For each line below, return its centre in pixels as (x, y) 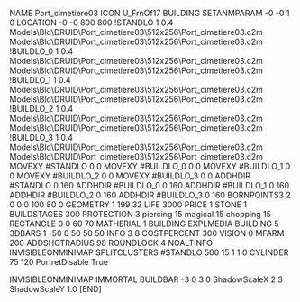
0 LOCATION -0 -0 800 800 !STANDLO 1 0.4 (91, 23)
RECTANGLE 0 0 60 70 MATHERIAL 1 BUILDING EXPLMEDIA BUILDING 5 (144, 224)
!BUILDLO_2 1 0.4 (41, 109)
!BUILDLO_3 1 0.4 (41, 137)
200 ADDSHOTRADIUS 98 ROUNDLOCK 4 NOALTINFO (111, 243)
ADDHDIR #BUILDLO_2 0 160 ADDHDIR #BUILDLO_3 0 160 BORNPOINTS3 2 (150, 195)
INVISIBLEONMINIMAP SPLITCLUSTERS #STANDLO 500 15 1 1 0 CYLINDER (149, 252)
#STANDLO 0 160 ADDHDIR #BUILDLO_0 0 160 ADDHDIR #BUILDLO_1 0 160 (150, 185)
